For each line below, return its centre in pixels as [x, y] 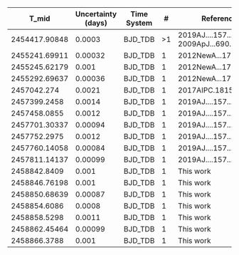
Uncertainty [96, 14]
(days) [96, 23]
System [139, 23]
